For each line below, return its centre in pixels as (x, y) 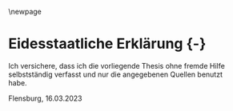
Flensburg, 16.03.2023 (45, 98)
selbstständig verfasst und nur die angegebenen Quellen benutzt (115, 74)
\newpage (25, 12)
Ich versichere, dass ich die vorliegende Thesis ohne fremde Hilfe (117, 65)
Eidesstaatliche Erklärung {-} (107, 44)
